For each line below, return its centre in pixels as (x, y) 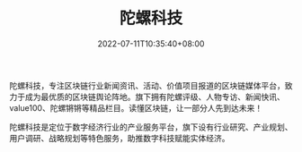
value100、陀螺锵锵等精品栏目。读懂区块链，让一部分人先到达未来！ (136, 107)
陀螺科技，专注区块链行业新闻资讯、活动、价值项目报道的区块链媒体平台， (147, 85)
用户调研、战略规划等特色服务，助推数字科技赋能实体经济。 (120, 138)
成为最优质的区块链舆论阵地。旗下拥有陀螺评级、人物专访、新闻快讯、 (155, 97)
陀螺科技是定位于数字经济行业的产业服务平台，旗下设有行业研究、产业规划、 (151, 127)
